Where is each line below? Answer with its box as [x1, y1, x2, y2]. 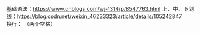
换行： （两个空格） [6, 20, 56, 27]
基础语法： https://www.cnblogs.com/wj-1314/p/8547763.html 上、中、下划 [6, 5, 195, 12]
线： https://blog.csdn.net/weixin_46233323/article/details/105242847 [6, 13, 182, 20]
